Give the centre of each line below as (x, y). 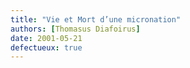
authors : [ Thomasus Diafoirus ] (75, 29)
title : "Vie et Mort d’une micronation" (96, 19)
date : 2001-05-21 (46, 38)
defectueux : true (46, 47)
